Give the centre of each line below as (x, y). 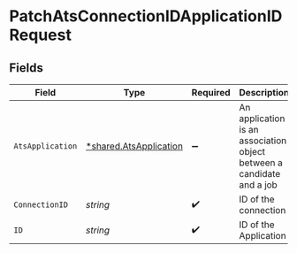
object (252, 152)
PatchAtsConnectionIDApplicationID (146, 16)
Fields (27, 68)
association (263, 141)
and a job (259, 185)
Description (264, 92)
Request (41, 35)
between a (261, 163)
